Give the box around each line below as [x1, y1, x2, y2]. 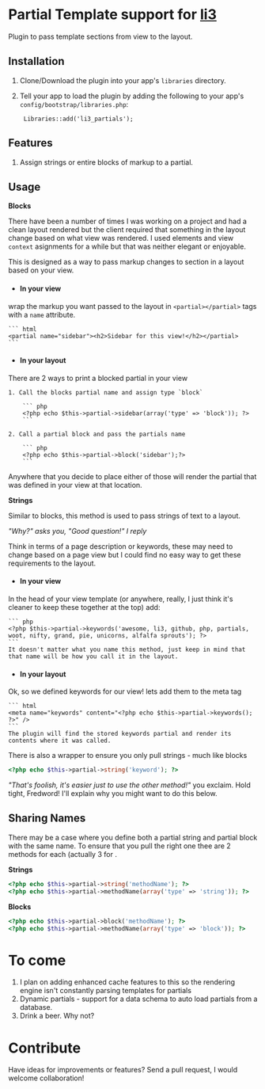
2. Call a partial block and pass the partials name [8, 430, 186, 438]
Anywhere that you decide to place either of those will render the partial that [8, 471, 257, 481]
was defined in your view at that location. [8, 480, 142, 489]
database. [19, 1003, 53, 1012]
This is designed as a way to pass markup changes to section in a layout [8, 257, 244, 267]
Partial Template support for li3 [8, 6, 218, 24]
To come [8, 951, 66, 969]
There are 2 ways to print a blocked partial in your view [8, 373, 188, 383]
